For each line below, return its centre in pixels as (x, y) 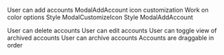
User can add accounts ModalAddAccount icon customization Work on (108, 10)
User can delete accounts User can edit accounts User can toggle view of (112, 31)
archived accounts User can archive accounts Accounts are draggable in (111, 38)
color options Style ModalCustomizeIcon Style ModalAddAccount (100, 17)
